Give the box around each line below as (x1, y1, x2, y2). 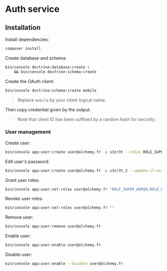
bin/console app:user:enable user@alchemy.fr (5, 243, 101, 248)
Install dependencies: (5, 36, 49, 42)
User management (5, 128, 51, 135)
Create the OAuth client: (5, 78, 55, 84)
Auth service (5, 3, 60, 15)
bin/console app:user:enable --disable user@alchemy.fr (5, 261, 123, 267)
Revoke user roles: (5, 195, 43, 202)
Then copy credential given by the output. (5, 106, 91, 112)
